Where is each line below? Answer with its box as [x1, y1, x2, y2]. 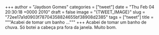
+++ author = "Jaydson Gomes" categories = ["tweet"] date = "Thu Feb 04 [5, 4, 155, 10]
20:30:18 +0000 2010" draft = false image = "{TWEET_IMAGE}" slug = [5, 9, 145, 15]
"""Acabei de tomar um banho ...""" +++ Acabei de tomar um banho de [5, 19, 147, 25]
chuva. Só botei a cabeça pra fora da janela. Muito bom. [5, 24, 117, 30]
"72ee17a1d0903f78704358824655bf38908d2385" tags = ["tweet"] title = [5, 14, 154, 20]
